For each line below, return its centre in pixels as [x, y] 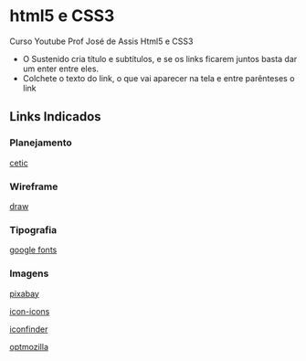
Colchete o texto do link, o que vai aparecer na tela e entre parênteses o [158, 78]
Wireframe [34, 186]
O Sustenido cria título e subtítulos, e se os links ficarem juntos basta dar [160, 58]
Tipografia [33, 229]
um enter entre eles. [60, 69]
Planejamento [41, 143]
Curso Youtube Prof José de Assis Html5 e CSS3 [101, 41]
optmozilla [29, 346]
